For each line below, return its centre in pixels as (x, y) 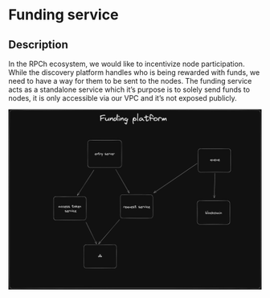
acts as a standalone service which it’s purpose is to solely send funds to (129, 89)
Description (38, 45)
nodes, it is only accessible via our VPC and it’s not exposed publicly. (123, 98)
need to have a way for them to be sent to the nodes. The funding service (130, 81)
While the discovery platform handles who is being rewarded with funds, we (134, 72)
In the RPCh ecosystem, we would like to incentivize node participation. (127, 64)
